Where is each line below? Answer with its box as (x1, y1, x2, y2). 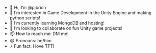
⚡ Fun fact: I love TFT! (9, 43, 54, 49)
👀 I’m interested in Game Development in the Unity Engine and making (9, 10, 152, 16)
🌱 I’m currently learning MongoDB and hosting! (9, 20, 104, 26)
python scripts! (9, 15, 41, 20)
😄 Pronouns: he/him (9, 38, 52, 43)
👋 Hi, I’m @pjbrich (9, 5, 47, 10)
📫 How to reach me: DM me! (9, 31, 69, 36)
